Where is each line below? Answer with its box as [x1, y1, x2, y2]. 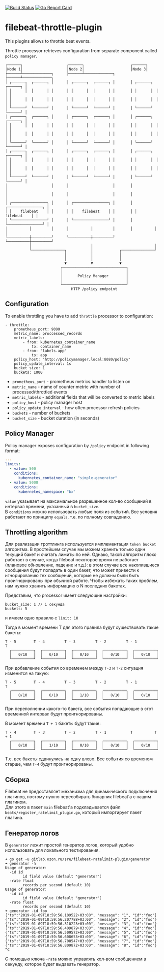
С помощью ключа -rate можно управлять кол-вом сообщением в [5, 956, 146, 962]
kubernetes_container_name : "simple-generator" [18, 476, 118, 481]
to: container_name [31, 344, 71, 349]
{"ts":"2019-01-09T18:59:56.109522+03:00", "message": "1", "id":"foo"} [5, 913, 157, 918]
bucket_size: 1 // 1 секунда [5, 602, 65, 607]
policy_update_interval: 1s [14, 361, 71, 366]
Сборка [5, 776, 29, 784]
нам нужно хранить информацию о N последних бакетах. [5, 583, 126, 589]
